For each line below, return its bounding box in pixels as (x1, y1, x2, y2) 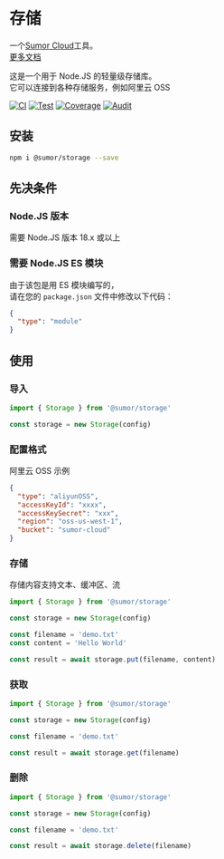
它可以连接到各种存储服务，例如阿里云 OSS (9, 82, 171, 92)
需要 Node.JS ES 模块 (9, 257, 104, 270)
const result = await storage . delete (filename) (9, 842, 192, 851)
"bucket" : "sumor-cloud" (17, 526, 111, 535)
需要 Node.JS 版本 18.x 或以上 (9, 232, 121, 243)
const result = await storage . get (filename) (9, 748, 180, 758)
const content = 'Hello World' (9, 639, 127, 648)
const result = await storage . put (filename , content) (9, 654, 217, 664)
